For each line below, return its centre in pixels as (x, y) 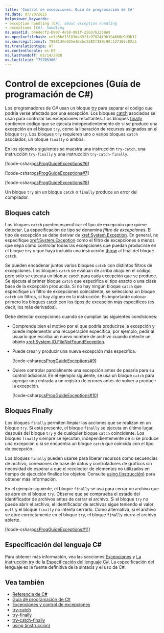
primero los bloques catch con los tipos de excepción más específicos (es (80, 302)
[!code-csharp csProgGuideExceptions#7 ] (47, 173)
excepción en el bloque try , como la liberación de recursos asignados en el (81, 129)
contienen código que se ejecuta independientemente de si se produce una (81, 124)
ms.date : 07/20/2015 (26, 14)
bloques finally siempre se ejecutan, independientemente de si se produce (82, 438)
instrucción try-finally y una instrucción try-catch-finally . (67, 154)
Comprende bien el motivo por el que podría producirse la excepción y (83, 326)
